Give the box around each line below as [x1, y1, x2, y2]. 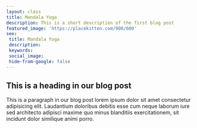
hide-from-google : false [8, 58, 70, 64]
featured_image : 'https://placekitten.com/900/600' [6, 25, 137, 32]
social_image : [8, 53, 44, 59]
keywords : [8, 48, 33, 54]
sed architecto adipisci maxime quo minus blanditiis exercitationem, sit [6, 109, 180, 116]
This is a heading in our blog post [6, 80, 132, 90]
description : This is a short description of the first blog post [6, 20, 174, 26]
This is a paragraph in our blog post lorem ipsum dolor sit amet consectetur [6, 96, 192, 104]
